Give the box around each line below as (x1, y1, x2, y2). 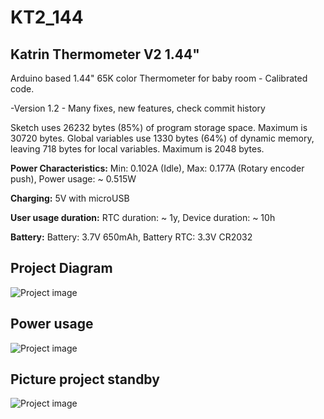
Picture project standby (10, 371, 160, 388)
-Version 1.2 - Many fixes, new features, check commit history (10, 102, 266, 114)
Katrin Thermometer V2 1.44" (10, 46, 200, 63)
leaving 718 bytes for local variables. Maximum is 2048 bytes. (10, 143, 265, 155)
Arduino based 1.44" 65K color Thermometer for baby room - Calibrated (10, 72, 308, 84)
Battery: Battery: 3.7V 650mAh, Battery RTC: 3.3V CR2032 (10, 231, 253, 243)
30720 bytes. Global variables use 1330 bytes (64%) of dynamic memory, (10, 132, 315, 144)
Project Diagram (10, 260, 113, 277)
